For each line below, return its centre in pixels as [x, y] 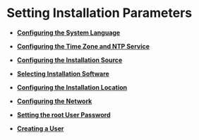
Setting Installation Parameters [99, 13]
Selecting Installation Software [63, 74]
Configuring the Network [54, 101]
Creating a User [40, 128]
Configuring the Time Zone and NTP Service [83, 46]
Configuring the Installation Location [72, 87]
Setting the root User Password [64, 115]
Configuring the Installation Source [70, 60]
